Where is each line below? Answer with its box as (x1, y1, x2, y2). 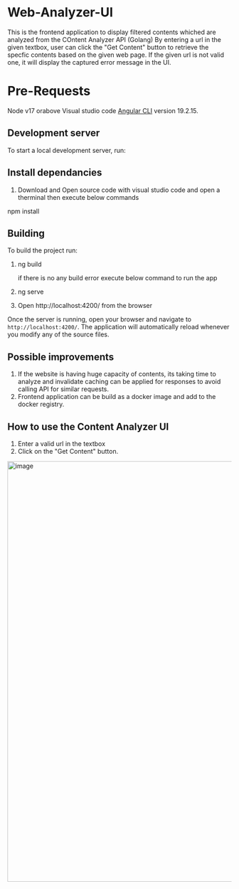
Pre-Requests (7, 83, 91, 100)
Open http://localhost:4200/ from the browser (17, 302, 153, 310)
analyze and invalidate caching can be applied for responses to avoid (17, 378, 221, 386)
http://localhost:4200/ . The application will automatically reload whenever (7, 323, 230, 331)
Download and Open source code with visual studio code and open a (17, 186, 221, 194)
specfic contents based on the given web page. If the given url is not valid (7, 50, 225, 59)
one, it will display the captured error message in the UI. (7, 58, 171, 66)
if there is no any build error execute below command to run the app (17, 274, 218, 282)
